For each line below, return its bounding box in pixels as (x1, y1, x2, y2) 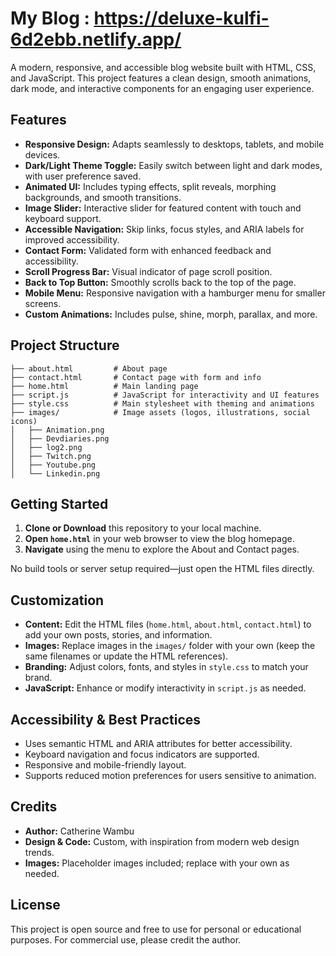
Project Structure (10, 337, 120, 354)
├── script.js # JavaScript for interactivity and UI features (10, 390, 320, 400)
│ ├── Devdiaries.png (10, 433, 110, 444)
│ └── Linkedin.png (10, 468, 101, 479)
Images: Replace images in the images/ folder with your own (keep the (24, 640, 316, 652)
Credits (10, 798, 58, 816)
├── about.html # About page (10, 363, 168, 374)
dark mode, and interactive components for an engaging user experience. (10, 82, 315, 94)
